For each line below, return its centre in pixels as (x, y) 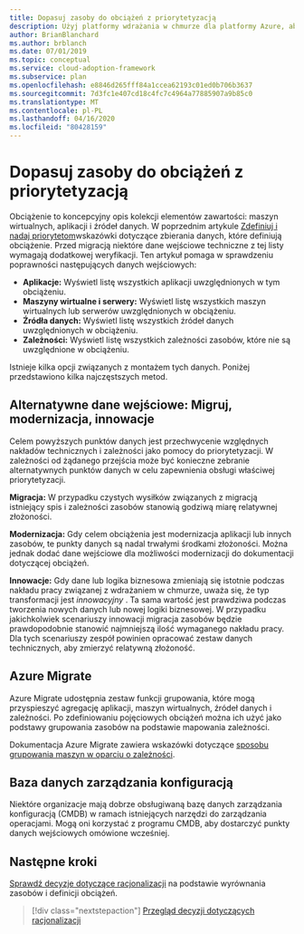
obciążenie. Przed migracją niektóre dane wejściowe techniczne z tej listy (147, 245)
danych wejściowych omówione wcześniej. (90, 833)
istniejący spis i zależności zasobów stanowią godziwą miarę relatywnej (143, 506)
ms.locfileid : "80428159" (58, 128)
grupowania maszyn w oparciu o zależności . (92, 754)
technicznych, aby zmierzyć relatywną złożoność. (103, 648)
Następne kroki (53, 862)
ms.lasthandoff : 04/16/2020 (62, 119)
